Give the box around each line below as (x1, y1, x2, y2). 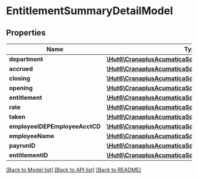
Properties (6, 28, 46, 38)
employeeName (9, 132, 55, 140)
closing (9, 74, 31, 82)
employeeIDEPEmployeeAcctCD (9, 122, 101, 131)
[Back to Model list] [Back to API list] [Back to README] (6, 167, 141, 173)
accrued (9, 65, 34, 73)
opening (9, 84, 33, 92)
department (9, 55, 43, 63)
